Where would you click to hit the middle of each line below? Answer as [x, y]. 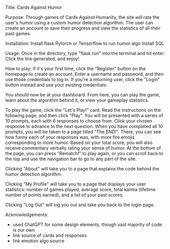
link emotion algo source [38, 241]
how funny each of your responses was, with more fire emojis [70, 137]
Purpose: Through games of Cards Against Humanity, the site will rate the [82, 17]
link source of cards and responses [50, 235]
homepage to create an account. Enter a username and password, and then [84, 74]
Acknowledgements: [27, 215]
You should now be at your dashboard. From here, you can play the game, [83, 95]
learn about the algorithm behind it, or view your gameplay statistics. [77, 100]
